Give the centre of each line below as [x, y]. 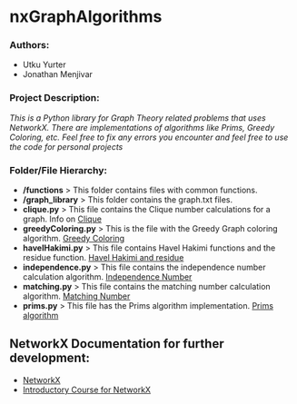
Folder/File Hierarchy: [58, 170]
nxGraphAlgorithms [86, 17]
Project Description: [54, 98]
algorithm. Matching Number [76, 296]
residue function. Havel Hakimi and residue [103, 258]
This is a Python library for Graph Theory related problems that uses [138, 118]
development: [50, 358]
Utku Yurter [44, 64]
